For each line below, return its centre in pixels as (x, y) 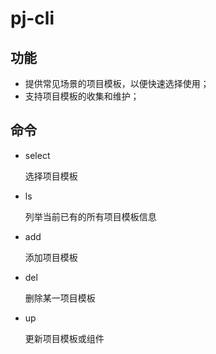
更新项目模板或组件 (64, 338)
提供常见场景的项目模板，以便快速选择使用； (117, 83)
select (37, 155)
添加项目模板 (51, 257)
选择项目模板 (51, 176)
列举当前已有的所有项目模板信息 (90, 216)
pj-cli (32, 18)
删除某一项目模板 (60, 298)
